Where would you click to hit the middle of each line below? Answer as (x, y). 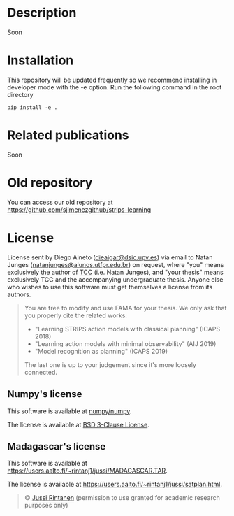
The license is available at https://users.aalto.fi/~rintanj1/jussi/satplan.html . (115, 485)
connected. (41, 372)
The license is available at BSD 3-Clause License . (79, 424)
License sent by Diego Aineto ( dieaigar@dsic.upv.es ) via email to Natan (110, 257)
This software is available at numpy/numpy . (70, 411)
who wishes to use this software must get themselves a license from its (110, 287)
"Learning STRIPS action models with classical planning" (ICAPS (127, 329)
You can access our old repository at (60, 202)
